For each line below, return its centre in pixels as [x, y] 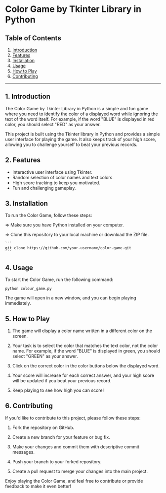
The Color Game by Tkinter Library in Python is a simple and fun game [77, 108]
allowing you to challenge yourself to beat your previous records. [71, 144]
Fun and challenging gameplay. [44, 188]
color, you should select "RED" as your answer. [53, 124]
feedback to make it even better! [38, 486]
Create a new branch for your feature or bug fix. [61, 437]
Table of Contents [33, 38]
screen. [20, 336]
